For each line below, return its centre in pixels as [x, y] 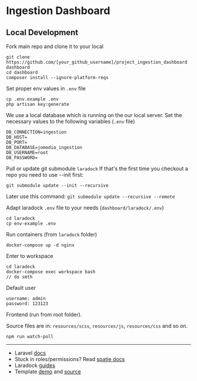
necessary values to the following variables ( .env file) [71, 121]
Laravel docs [30, 353]
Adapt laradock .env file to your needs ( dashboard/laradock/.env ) [85, 208]
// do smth [19, 277]
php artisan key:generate [38, 104]
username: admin [26, 298]
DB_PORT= [17, 142]
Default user [21, 288]
